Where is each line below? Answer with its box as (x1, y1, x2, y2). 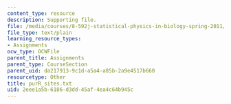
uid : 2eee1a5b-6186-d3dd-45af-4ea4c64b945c (7, 86, 134, 93)
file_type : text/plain (7, 29, 72, 36)
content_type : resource (7, 10, 76, 17)
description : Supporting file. (7, 16, 97, 23)
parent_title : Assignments (7, 55, 85, 62)
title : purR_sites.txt (7, 80, 72, 87)
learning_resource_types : (7, 36, 81, 42)
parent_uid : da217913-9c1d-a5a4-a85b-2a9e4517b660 (7, 67, 155, 74)
